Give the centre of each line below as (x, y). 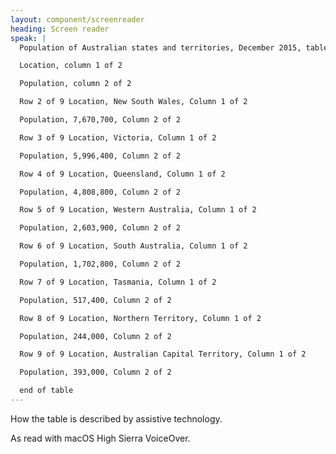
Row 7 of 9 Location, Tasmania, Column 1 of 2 (118, 282)
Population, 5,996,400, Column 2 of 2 (100, 156)
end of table (46, 391)
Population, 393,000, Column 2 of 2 (95, 372)
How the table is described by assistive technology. (116, 418)
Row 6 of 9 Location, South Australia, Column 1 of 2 (133, 246)
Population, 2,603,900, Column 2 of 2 (100, 228)
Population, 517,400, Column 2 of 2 (95, 300)
